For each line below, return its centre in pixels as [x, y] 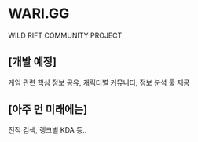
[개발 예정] [33, 62]
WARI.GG [39, 14]
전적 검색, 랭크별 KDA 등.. [48, 129]
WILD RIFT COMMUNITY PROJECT [65, 35]
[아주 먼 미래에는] [48, 109]
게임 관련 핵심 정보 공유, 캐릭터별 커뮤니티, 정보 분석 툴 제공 [99, 82]
